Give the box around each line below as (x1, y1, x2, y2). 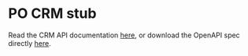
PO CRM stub (8, 5, 97, 23)
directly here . (8, 38, 51, 47)
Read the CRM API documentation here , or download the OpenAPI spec (8, 30, 240, 40)
